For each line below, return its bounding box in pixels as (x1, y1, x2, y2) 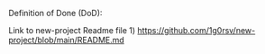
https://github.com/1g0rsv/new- (137, 25, 256, 35)
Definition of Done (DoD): (8, 8, 103, 18)
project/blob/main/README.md (8, 35, 125, 45)
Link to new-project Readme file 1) (8, 25, 136, 35)
